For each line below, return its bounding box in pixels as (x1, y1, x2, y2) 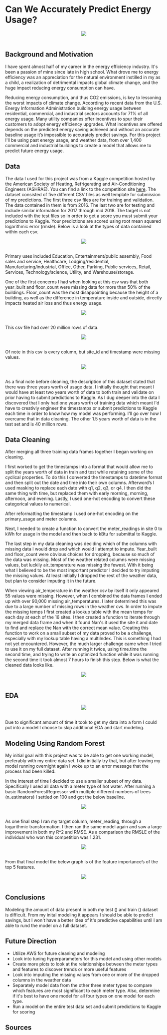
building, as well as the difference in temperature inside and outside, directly (5, 294, 162, 301)
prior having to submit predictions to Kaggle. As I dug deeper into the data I (5, 394, 160, 400)
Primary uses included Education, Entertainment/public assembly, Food (5, 253, 152, 259)
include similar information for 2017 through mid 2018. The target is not (5, 207, 151, 213)
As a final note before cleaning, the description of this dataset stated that (5, 378, 156, 384)
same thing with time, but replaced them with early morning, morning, (5, 490, 149, 496)
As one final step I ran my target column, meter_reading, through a (5, 818, 142, 824)
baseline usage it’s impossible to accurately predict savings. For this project (5, 132, 161, 138)
